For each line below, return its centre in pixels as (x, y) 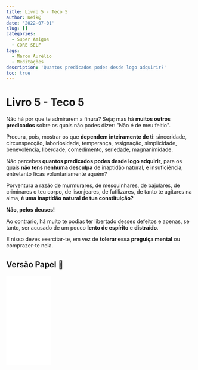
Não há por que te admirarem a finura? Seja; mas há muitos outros (89, 119)
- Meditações (28, 62)
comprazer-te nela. (30, 246)
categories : (21, 34)
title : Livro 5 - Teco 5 (37, 12)
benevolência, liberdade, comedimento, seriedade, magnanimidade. (89, 149)
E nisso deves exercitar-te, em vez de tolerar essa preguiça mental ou (93, 239)
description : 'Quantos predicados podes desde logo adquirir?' (86, 67)
